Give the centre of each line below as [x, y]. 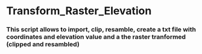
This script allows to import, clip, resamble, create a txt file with [101, 30]
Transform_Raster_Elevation [79, 11]
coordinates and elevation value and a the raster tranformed [96, 37]
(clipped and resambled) [43, 45]
